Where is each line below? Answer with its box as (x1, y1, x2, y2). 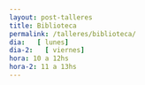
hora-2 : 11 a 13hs (9, 63, 77, 72)
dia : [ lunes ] (9, 37, 69, 47)
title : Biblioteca (9, 21, 77, 30)
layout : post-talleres (9, 12, 93, 22)
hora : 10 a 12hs (9, 54, 69, 63)
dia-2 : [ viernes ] (9, 46, 86, 55)
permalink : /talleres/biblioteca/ (9, 29, 137, 38)
